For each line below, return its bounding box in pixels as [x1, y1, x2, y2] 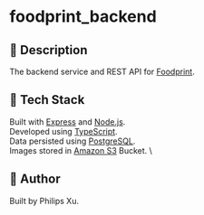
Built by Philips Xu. [9, 195, 80, 206]
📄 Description [9, 42, 88, 58]
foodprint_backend [9, 6, 157, 27]
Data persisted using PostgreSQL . [9, 136, 136, 146]
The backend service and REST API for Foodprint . [9, 66, 195, 77]
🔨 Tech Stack [9, 92, 85, 107]
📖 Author [9, 172, 61, 187]
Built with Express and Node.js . [9, 116, 126, 127]
